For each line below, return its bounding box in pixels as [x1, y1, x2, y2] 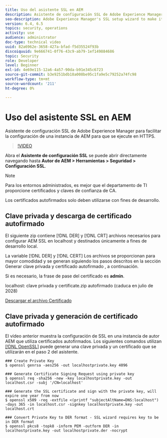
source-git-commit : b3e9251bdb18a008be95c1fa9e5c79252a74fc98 [5, 72, 137, 77]
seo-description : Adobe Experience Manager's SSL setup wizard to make [5, 16, 157, 21]
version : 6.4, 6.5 [5, 21, 43, 26]
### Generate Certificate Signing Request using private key [5, 371, 135, 377]
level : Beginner [5, 63, 39, 68]
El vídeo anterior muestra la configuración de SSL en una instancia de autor [5, 333, 160, 339]
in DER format [5, 420, 35, 425]
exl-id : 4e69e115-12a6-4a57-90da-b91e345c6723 [5, 68, 103, 73]
